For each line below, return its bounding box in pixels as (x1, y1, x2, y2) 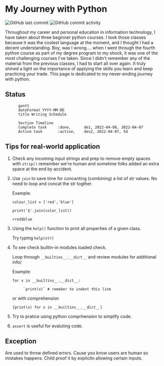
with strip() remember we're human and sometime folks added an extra (12, 160, 159, 166)
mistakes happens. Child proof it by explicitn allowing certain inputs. (5, 355, 143, 361)
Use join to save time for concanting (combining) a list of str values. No (12, 175, 158, 181)
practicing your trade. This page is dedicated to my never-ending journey (5, 71, 153, 77)
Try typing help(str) (12, 235, 54, 241)
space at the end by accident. (12, 166, 72, 172)
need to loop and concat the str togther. (12, 181, 93, 186)
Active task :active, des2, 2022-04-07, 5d (18, 129, 128, 134)
